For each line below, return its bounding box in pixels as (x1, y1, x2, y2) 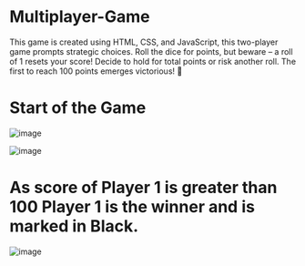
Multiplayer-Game (9, 6, 150, 27)
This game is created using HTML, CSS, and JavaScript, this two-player (9, 36, 279, 47)
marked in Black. (9, 216, 139, 237)
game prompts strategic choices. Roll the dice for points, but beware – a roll (9, 46, 293, 56)
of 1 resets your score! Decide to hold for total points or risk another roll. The (9, 56, 297, 66)
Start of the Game (9, 97, 147, 118)
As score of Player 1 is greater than (9, 178, 278, 198)
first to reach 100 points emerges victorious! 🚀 (9, 66, 183, 77)
